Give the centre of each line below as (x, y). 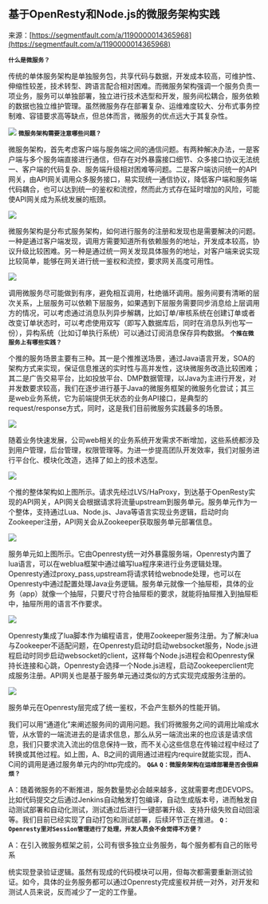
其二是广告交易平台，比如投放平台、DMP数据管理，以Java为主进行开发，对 (132, 378)
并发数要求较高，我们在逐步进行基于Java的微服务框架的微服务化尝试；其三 (132, 388)
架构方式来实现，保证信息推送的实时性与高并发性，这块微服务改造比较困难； (134, 368)
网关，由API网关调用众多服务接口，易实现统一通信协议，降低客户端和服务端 (133, 179)
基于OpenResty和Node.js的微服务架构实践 (114, 14)
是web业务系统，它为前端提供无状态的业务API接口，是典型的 (108, 398)
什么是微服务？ (29, 60)
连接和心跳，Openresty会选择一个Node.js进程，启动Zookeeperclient (134, 665)
